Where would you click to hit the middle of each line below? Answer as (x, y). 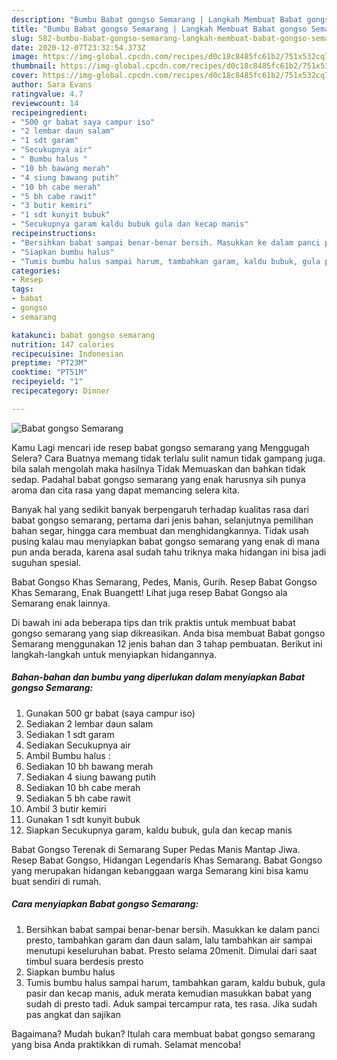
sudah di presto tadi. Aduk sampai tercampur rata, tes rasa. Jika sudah (171, 1003)
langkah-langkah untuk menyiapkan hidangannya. (114, 654)
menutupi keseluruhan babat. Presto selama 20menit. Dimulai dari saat (171, 950)
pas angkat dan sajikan (73, 1014)
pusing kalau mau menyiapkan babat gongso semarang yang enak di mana (166, 541)
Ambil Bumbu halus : (68, 755)
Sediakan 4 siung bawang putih (91, 777)
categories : (36, 271)
